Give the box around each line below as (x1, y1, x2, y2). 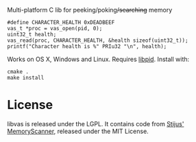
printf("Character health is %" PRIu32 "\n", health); (7, 43, 167, 50)
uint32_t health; (7, 31, 57, 38)
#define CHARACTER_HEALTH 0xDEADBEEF (7, 19, 115, 26)
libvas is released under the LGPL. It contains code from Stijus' (7, 119, 184, 128)
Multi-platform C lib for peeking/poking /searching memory (7, 6, 173, 14)
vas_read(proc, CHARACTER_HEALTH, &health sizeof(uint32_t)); (7, 37, 188, 44)
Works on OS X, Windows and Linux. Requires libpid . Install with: (7, 55, 190, 63)
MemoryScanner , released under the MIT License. (7, 127, 149, 135)
